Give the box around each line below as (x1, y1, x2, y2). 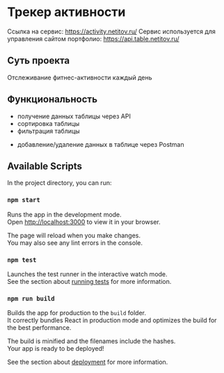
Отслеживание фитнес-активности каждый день (7, 73, 152, 81)
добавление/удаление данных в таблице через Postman (17, 140, 184, 148)
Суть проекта (7, 55, 70, 67)
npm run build (7, 294, 55, 303)
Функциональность (7, 93, 98, 105)
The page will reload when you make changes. (7, 231, 141, 239)
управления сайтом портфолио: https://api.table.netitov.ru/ (7, 34, 179, 42)
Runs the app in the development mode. (7, 210, 122, 219)
